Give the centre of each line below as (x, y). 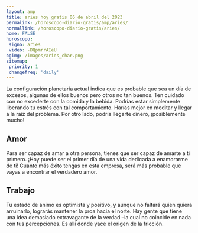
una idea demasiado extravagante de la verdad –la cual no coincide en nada (98, 217)
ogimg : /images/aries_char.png (45, 56)
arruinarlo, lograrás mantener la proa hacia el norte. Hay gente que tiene (94, 211)
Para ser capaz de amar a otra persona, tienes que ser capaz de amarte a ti (98, 153)
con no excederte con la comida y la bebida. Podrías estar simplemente (93, 102)
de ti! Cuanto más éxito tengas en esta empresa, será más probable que (94, 166)
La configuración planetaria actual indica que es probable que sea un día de (99, 89)
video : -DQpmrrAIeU (33, 50)
